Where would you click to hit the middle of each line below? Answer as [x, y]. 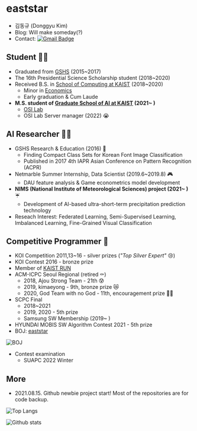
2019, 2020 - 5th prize [51, 312]
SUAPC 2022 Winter [49, 361]
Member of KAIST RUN [43, 268]
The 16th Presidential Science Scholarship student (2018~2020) [92, 78]
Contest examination [40, 354]
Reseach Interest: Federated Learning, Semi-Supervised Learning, [95, 216]
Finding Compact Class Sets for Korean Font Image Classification [103, 155]
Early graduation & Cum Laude [61, 97]
